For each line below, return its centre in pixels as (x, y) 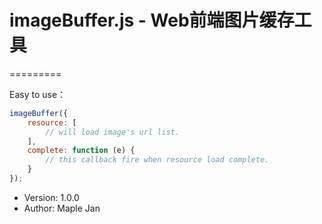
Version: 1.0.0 (51, 197)
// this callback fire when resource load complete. (157, 160)
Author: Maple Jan (62, 208)
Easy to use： (38, 94)
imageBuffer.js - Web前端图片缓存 (152, 20)
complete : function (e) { (81, 151)
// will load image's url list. (113, 132)
